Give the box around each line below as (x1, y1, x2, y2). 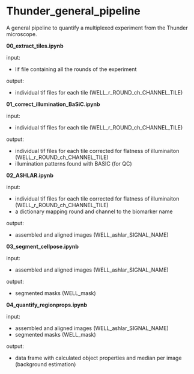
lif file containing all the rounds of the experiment (14, 65, 137, 73)
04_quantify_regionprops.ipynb (6, 301, 87, 308)
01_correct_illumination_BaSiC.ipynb (6, 101, 100, 108)
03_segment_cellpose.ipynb (6, 243, 79, 250)
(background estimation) (14, 360, 76, 368)
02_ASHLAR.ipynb (6, 172, 54, 179)
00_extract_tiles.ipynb (6, 42, 64, 49)
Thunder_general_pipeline (6, 4, 141, 18)
